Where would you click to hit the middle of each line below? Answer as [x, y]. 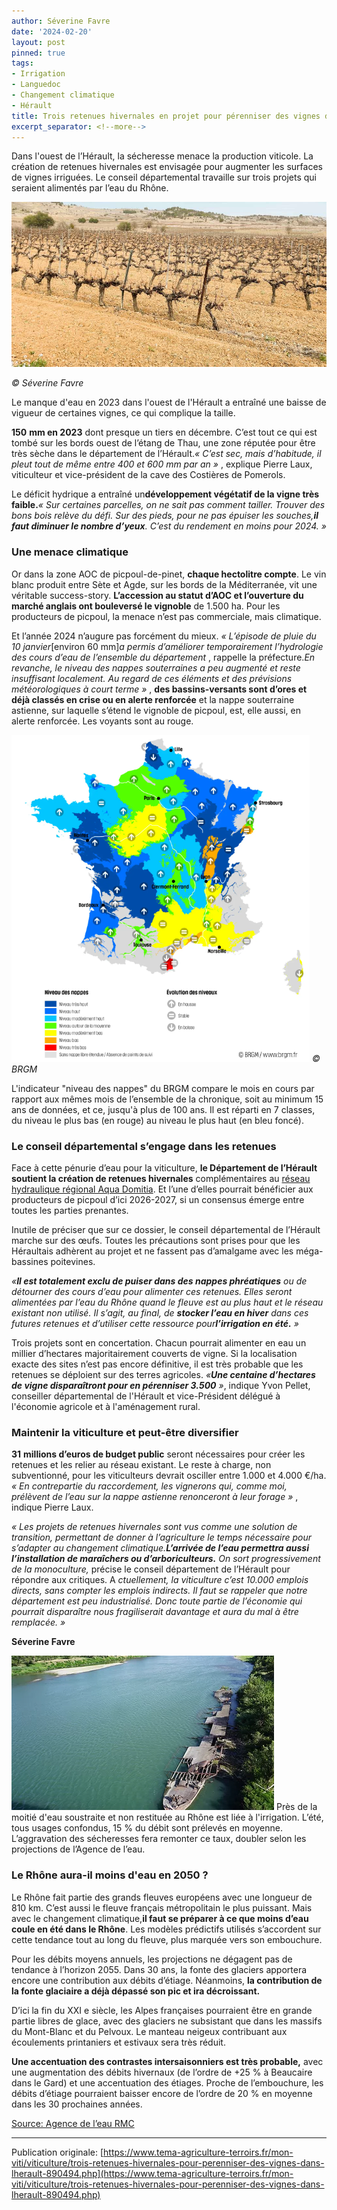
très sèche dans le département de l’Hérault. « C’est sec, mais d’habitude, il [166, 454]
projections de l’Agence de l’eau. [78, 1849]
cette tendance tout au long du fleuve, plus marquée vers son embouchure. [167, 1939]
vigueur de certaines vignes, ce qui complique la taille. [123, 413]
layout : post [38, 42]
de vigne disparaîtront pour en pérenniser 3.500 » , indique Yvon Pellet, [161, 1385]
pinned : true [38, 53]
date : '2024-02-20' [52, 31]
